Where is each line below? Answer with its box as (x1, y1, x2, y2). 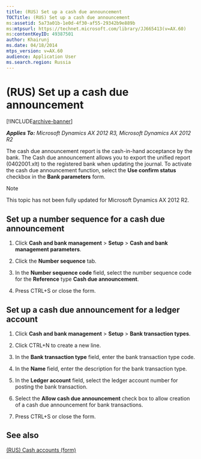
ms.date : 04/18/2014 (6, 43, 58, 49)
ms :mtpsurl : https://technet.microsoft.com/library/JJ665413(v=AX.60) (6, 25, 187, 32)
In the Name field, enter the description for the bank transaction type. (14, 365, 187, 372)
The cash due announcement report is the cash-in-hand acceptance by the (6, 148, 193, 155)
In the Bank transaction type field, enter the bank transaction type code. (14, 354, 196, 361)
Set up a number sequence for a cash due (6, 214, 165, 224)
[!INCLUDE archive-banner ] (6, 118, 73, 125)
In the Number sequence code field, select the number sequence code (14, 269, 192, 276)
